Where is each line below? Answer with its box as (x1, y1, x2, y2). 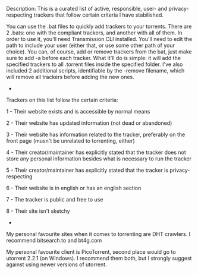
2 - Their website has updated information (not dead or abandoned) (6, 119, 172, 127)
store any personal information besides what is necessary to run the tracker (6, 155, 192, 162)
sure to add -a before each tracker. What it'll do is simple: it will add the (6, 55, 181, 61)
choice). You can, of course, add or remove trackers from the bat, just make (6, 48, 192, 55)
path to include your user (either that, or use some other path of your (6, 42, 175, 49)
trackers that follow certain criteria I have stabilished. (33, 11, 164, 18)
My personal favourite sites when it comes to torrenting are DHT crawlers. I (6, 231, 191, 237)
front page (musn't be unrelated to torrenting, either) (6, 137, 135, 144)
